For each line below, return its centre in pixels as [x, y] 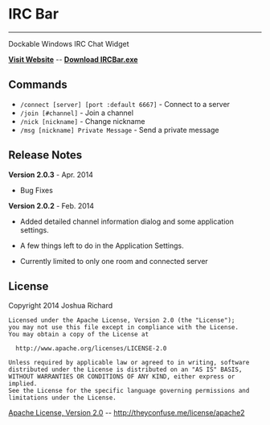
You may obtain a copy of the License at [79, 335]
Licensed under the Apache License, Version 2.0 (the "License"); [122, 320]
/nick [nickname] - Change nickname [82, 121]
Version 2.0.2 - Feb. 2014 [51, 205]
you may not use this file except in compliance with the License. [124, 328]
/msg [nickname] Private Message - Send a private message [119, 130]
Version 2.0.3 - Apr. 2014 [51, 175]
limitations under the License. [62, 398]
